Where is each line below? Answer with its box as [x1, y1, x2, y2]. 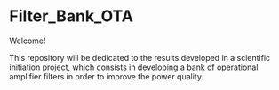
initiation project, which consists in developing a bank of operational [9, 62, 259, 72]
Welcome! [9, 35, 46, 46]
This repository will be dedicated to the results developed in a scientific [9, 52, 271, 63]
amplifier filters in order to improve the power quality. [9, 71, 204, 81]
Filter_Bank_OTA [9, 6, 133, 26]
